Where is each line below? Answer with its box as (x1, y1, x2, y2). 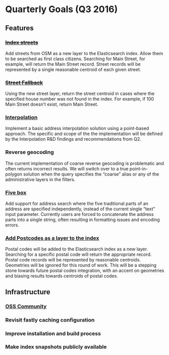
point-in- (129, 165, 148, 171)
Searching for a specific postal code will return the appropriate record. (5, 251, 152, 257)
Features (5, 24, 34, 32)
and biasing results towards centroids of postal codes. (5, 273, 119, 279)
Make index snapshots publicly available (5, 343, 107, 350)
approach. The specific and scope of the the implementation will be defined (5, 130, 163, 137)
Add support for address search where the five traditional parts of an (5, 201, 149, 207)
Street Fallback (5, 79, 43, 86)
